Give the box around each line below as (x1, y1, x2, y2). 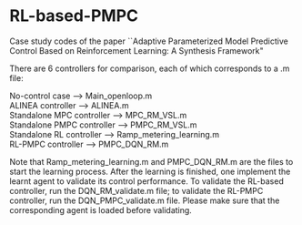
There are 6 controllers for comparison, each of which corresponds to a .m (9, 63, 290, 74)
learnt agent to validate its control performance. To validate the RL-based (9, 175, 284, 187)
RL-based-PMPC (9, 5, 139, 26)
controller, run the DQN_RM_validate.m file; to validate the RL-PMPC (9, 185, 264, 196)
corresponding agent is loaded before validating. (9, 204, 193, 215)
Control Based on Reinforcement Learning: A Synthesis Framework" (9, 45, 264, 56)
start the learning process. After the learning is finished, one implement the (9, 166, 291, 177)
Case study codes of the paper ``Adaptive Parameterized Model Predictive (9, 36, 288, 46)
